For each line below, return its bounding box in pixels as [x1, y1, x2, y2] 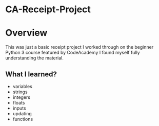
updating [12, 110, 32, 116]
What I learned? [5, 70, 57, 78]
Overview [5, 27, 48, 39]
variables [12, 83, 32, 89]
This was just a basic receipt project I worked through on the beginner [5, 44, 154, 50]
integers [12, 94, 31, 100]
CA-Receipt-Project [5, 4, 91, 15]
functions [12, 116, 33, 122]
